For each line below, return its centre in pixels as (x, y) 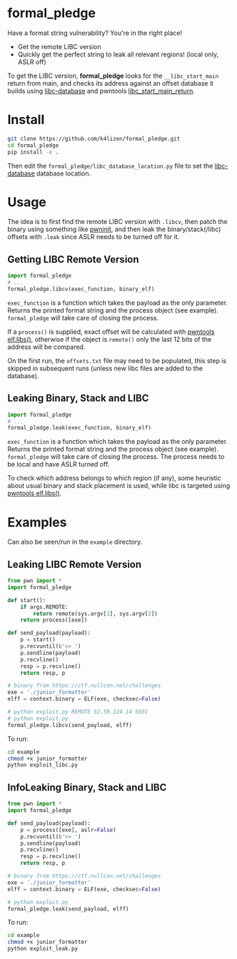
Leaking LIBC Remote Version (75, 564)
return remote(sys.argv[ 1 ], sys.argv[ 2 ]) (96, 614)
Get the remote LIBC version (59, 46)
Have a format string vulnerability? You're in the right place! (95, 33)
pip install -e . (33, 152)
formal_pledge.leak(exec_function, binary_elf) (80, 428)
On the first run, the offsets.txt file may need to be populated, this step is (117, 360)
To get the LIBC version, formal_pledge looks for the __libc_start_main (113, 76)
